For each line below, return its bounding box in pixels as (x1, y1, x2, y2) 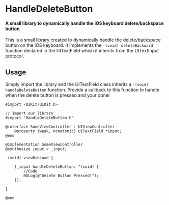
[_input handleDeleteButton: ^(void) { (14, 164, 99, 169)
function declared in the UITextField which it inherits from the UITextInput (5, 48, 159, 54)
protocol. (5, 53, 24, 59)
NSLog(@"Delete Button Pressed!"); (23, 173, 99, 179)
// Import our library (5, 111, 53, 116)
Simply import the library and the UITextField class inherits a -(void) (5, 81, 149, 87)
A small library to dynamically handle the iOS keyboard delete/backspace (5, 20, 164, 26)
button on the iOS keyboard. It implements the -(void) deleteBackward (5, 42, 153, 48)
